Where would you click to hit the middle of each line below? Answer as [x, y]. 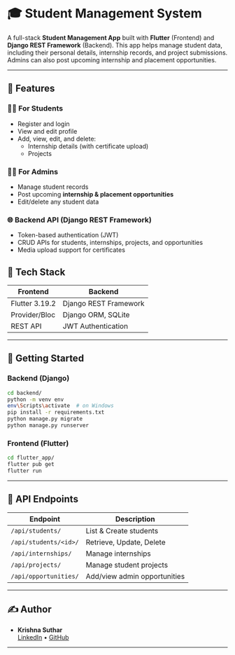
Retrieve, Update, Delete [126, 542]
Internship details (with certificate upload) [88, 146]
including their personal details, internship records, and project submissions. [117, 52]
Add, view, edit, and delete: [57, 139]
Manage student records [53, 187]
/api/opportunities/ [45, 576]
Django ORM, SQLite [96, 315]
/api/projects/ [36, 565]
